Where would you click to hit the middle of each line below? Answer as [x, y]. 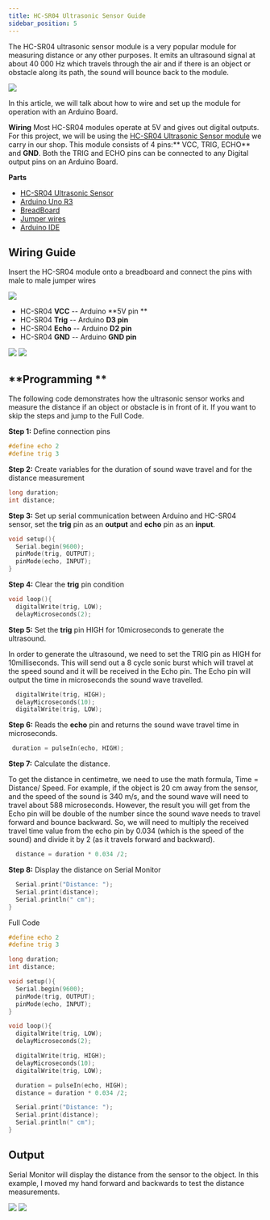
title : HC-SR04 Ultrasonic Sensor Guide [77, 16]
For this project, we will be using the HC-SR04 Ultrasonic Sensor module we [135, 136]
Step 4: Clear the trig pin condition [66, 584]
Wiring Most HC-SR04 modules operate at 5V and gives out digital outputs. [134, 127]
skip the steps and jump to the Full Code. [76, 416]
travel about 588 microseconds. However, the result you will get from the [129, 806]
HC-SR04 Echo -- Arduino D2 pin [76, 329]
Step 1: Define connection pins [59, 431]
